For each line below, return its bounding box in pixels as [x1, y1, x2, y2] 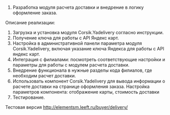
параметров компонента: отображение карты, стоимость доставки [12, 89, 160, 95]
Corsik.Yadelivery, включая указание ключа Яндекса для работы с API [12, 46, 164, 51]
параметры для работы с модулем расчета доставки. [12, 62, 130, 68]
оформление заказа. [12, 10, 57, 16]
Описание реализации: [5, 20, 55, 25]
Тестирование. [12, 94, 45, 100]
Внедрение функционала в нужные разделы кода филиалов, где [12, 67, 152, 73]
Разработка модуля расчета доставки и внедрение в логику [12, 5, 144, 10]
